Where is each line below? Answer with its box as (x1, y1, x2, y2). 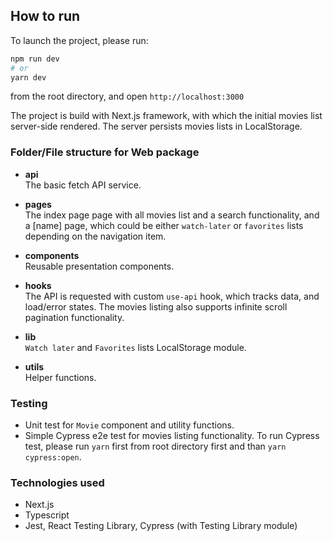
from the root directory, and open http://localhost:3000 (10, 90, 245, 103)
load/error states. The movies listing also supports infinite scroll (24, 300, 288, 313)
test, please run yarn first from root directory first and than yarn (24, 440, 287, 453)
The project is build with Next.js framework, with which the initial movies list (10, 110, 323, 122)
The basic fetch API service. (24, 179, 142, 191)
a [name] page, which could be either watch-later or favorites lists (24, 219, 304, 231)
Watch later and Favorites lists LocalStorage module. (24, 341, 247, 353)
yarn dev (10, 72, 47, 83)
